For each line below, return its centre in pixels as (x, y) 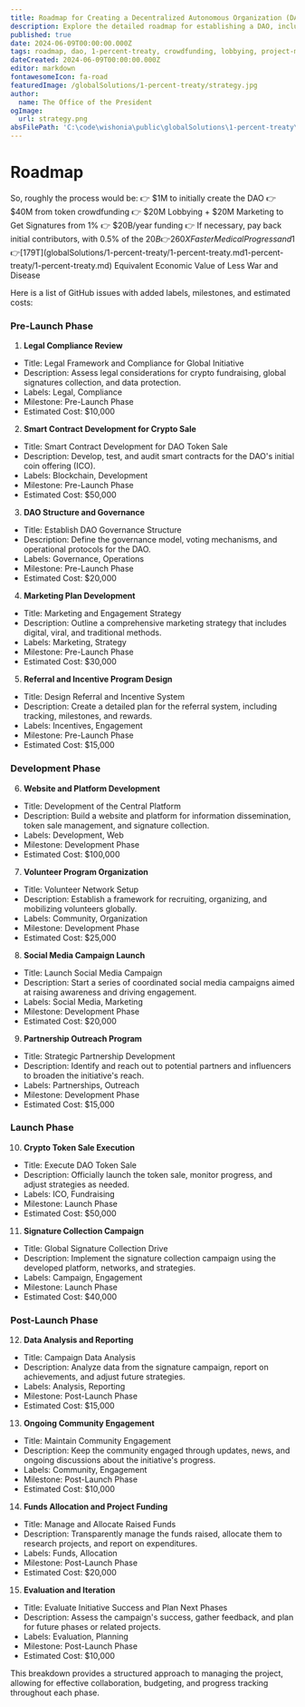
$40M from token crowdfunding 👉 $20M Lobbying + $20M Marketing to (147, 211)
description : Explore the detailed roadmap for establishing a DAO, (142, 26)
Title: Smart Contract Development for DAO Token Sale (126, 446)
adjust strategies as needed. (76, 1184)
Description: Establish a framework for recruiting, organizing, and (145, 898)
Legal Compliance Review (73, 346)
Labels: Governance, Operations (84, 559)
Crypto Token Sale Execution (79, 1147)
